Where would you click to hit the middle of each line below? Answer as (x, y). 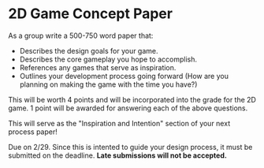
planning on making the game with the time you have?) (108, 84)
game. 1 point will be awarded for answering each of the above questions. (128, 108)
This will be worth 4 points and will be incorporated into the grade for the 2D (132, 99)
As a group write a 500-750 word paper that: (81, 35)
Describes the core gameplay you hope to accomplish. (108, 59)
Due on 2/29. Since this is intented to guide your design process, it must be (130, 147)
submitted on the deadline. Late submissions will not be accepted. (117, 155)
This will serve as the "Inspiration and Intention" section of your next (119, 123)
